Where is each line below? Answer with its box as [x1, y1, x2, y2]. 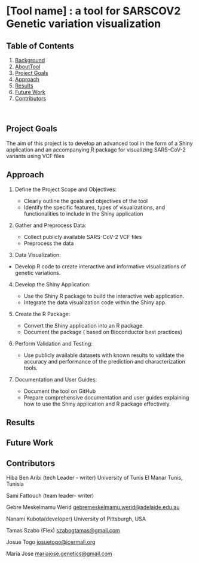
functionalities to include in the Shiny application [23, 210, 143, 217]
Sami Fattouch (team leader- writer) [6, 492, 94, 500]
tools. [23, 364, 38, 371]
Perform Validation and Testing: [14, 340, 93, 347]
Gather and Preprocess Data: [14, 222, 87, 229]
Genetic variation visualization [6, 17, 161, 31]
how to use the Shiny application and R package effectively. [23, 400, 172, 407]
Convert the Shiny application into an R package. [23, 322, 145, 329]
